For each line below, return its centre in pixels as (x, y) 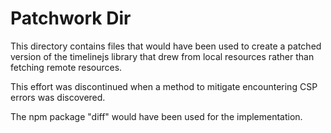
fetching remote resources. (66, 67)
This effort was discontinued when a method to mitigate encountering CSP (164, 86)
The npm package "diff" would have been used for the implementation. (156, 116)
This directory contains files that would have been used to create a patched (166, 46)
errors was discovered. (58, 97)
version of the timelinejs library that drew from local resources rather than (162, 56)
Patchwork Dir (71, 18)
